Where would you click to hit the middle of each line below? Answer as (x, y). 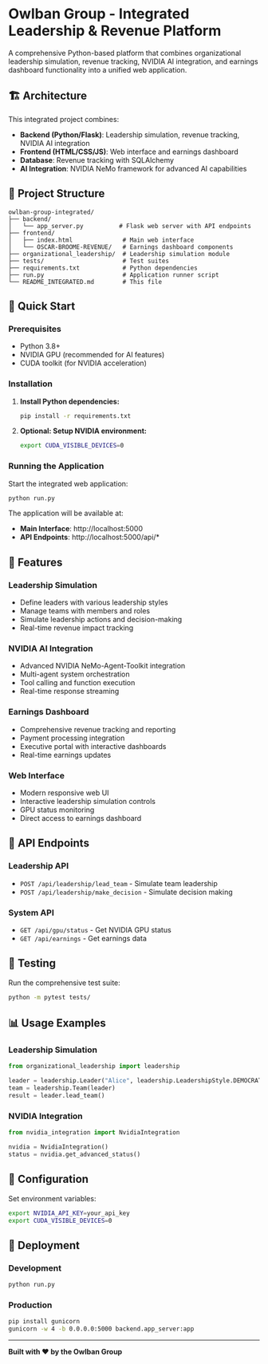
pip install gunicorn (44, 1322)
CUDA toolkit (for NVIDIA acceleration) (83, 363)
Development (35, 1267)
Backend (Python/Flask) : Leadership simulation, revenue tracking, (130, 134)
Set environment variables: (52, 1198)
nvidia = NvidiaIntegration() (59, 1147)
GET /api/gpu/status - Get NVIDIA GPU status (95, 930)
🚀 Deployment (44, 1245)
